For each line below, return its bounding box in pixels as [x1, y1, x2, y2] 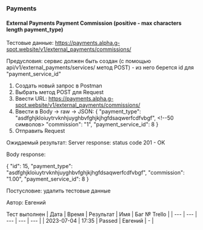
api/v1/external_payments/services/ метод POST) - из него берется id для [6, 64, 194, 71]
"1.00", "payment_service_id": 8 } [6, 175, 89, 183]
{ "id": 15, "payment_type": [6, 163, 73, 170]
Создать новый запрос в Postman [15, 82, 102, 89]
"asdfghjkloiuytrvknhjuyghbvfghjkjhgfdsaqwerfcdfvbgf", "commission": [6, 169, 185, 177]
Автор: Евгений [6, 199, 46, 206]
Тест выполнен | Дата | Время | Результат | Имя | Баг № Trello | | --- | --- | [6, 211, 198, 218]
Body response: [6, 151, 46, 158]
